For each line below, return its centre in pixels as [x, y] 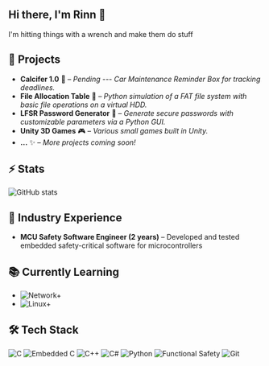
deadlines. [37, 87]
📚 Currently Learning [64, 271]
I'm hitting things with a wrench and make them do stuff [101, 34]
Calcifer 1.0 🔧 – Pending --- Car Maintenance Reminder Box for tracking [140, 79]
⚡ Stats [27, 169]
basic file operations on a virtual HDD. [83, 105]
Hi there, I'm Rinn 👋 [57, 15]
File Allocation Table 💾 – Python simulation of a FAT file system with [133, 96]
